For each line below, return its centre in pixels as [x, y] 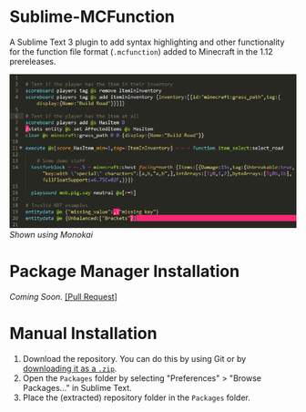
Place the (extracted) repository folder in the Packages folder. [136, 397]
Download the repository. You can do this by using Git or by [134, 358]
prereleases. [33, 61]
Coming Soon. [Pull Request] [64, 296]
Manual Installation [83, 334]
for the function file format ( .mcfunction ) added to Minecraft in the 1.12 [141, 51]
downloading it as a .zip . [70, 368]
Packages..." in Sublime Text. [77, 387]
